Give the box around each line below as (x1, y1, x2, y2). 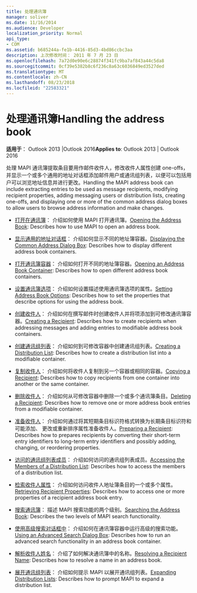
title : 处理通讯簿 (6, 8, 47, 15)
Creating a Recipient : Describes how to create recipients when (25, 317, 176, 324)
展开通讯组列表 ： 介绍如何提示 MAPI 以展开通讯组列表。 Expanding (14, 568, 176, 575)
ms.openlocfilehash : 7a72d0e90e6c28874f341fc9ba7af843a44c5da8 (6, 58, 165, 64)
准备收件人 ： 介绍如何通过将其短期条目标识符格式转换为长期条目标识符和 (14, 417, 192, 424)
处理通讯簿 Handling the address (6, 112, 165, 126)
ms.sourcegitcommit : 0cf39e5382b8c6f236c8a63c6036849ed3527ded (6, 63, 165, 69)
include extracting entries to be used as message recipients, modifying (6, 185, 178, 192)
